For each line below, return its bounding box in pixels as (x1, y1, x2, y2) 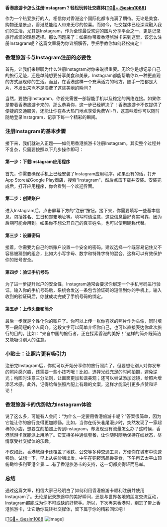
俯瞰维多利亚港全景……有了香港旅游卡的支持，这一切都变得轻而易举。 (5, 461, 148, 467)
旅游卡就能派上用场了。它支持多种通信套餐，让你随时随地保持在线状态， (9, 432, 158, 438)
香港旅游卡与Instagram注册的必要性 (5, 54, 92, 61)
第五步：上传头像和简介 (5, 306, 53, 312)
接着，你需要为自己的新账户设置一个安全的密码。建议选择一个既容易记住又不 (5, 244, 162, 251)
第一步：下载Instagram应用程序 (5, 159, 71, 165)
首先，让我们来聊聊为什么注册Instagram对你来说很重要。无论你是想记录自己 (5, 66, 161, 72)
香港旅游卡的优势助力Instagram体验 (5, 401, 92, 408)
